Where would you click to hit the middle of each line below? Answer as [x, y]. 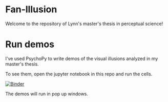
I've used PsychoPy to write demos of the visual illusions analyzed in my [82, 58]
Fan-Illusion [31, 9]
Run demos [30, 44]
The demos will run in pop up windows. [47, 94]
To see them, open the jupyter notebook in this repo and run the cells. [79, 74]
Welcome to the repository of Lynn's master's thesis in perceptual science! [84, 24]
